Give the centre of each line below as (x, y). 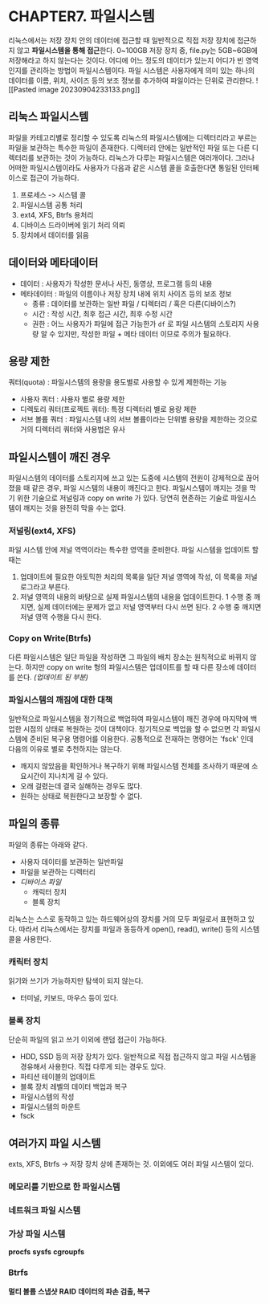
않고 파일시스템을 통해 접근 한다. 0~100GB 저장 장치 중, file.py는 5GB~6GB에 (137, 50)
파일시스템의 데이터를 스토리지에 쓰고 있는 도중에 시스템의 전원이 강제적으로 (126, 478)
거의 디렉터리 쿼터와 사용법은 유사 (73, 430)
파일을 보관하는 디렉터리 (58, 871)
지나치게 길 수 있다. (78, 776)
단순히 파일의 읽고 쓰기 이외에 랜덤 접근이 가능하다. (88, 1040)
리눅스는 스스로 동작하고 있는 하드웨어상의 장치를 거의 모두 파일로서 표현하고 (127, 919)
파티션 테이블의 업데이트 (58, 1077)
